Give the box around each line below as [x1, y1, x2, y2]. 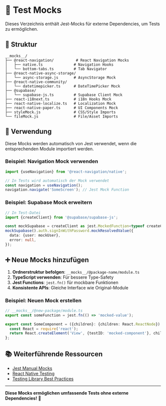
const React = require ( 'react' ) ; [9, 326, 79, 331]
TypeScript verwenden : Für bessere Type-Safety [12, 274, 114, 280]
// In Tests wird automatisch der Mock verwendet [5, 178, 110, 183]
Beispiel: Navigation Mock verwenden [5, 158, 98, 165]
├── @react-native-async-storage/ [5, 71, 77, 76]
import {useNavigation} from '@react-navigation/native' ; [5, 169, 127, 174]
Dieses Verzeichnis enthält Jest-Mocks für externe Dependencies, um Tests [5, 21, 160, 27]
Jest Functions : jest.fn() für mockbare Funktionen [12, 279, 119, 285]
